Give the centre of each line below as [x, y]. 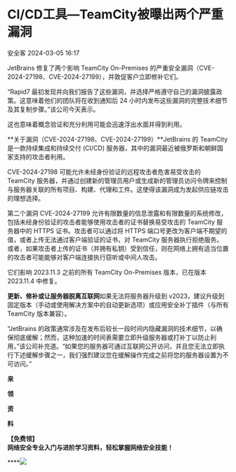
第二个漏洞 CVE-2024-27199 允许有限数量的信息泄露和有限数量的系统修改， [117, 213]
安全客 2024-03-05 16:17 [44, 53]
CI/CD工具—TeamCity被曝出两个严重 [115, 14]
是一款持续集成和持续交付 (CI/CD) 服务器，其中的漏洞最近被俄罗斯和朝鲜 [112, 148]
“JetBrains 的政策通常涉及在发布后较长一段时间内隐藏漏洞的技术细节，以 [112, 328]
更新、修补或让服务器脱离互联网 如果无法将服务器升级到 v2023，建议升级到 [116, 296]
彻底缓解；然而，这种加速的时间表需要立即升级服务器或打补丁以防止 [112, 337]
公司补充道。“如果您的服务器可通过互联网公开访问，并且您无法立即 [122, 346]
